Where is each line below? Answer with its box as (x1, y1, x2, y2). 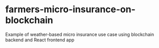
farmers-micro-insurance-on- (5, 4, 136, 15)
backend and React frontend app (5, 37, 75, 43)
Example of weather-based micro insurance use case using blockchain (5, 31, 154, 37)
